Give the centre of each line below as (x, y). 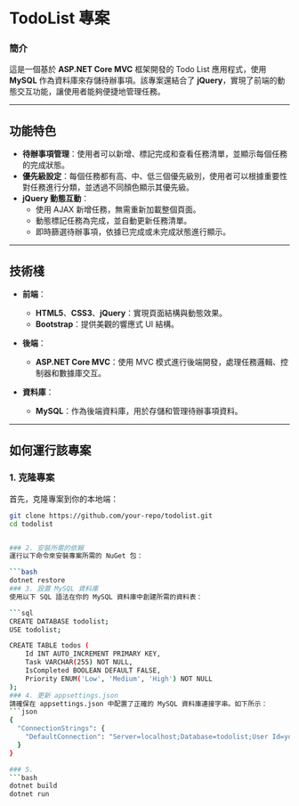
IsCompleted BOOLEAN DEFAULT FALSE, (93, 671)
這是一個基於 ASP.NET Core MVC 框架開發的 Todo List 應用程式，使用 (138, 69)
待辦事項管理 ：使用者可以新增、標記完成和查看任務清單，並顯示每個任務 (154, 154)
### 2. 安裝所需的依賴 (47, 548)
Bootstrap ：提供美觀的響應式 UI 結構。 (107, 324)
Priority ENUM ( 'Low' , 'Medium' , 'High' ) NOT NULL (119, 679)
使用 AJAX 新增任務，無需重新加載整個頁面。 (118, 209)
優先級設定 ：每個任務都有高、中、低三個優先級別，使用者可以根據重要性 (154, 176)
